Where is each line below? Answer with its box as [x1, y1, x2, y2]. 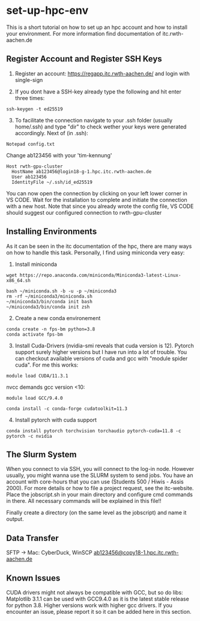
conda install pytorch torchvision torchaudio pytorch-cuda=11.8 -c [6, 427, 181, 434]
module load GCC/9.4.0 [6, 395, 63, 401]
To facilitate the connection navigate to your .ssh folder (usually [14, 116, 173, 124]
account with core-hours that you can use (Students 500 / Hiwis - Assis [6, 478, 184, 485]
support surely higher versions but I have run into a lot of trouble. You [14, 348, 187, 356]
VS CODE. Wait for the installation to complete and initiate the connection [6, 196, 187, 203]
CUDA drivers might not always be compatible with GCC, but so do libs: [6, 589, 183, 596]
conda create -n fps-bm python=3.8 [6, 326, 95, 332]
